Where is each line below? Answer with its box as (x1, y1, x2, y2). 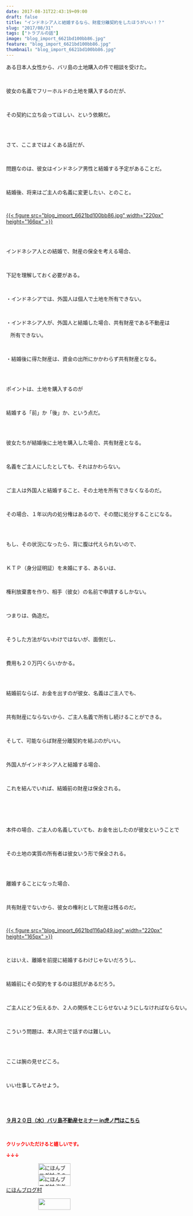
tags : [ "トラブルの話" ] (6, 30, 58, 36)
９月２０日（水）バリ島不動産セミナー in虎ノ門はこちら (6, 1116, 140, 1123)
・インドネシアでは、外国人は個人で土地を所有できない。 (6, 295, 144, 302)
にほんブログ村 (6, 1186, 42, 1193)
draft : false (6, 14, 38, 20)
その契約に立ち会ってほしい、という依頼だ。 (6, 111, 113, 118)
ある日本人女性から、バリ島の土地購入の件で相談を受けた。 (6, 63, 150, 70)
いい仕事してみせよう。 (6, 1081, 63, 1088)
